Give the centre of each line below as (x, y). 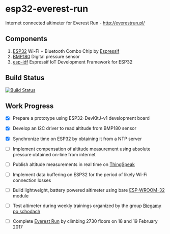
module (21, 195)
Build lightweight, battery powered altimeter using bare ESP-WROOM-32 (89, 190)
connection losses (32, 180)
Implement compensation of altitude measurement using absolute (81, 149)
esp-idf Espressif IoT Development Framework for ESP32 (73, 62)
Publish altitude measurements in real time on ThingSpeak (74, 164)
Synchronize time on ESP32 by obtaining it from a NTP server (77, 139)
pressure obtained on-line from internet (54, 154)
